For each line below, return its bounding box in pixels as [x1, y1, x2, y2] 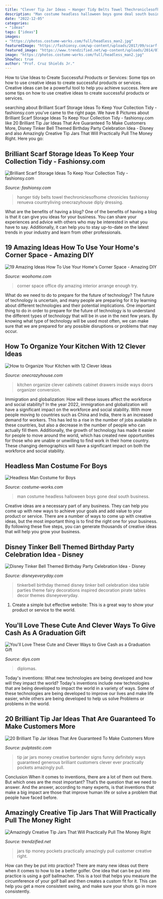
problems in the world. [5, 701, 50, 707]
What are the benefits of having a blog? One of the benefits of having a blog [5, 208, 157, 214]
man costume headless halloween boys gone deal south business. [16, 493, 150, 499]
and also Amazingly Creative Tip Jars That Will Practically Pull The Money [5, 131, 153, 136]
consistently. [5, 888, 31, 894]
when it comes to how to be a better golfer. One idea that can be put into [5, 867, 150, 873]
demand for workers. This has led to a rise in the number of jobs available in [5, 417, 157, 423]
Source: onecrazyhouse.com [5, 372, 63, 378]
